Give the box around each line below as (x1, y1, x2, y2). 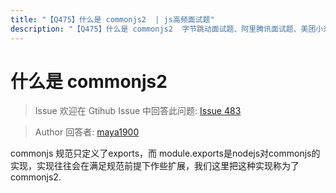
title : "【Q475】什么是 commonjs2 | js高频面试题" (10, 14, 215, 25)
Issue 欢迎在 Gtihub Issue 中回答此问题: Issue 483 (34, 105, 242, 117)
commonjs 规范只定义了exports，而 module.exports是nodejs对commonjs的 (10, 147, 321, 160)
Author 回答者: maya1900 (34, 126, 140, 138)
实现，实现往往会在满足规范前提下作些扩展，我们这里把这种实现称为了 (10, 160, 300, 172)
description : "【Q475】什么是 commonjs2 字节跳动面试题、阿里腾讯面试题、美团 (10, 24, 317, 34)
